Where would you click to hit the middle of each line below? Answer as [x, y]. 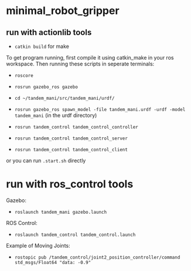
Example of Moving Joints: [38, 245]
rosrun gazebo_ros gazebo [46, 87]
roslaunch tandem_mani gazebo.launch [61, 212]
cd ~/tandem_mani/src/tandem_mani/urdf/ [64, 98]
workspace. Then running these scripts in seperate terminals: [80, 64]
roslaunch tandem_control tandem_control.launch [75, 235]
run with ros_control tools [70, 184]
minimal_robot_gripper [63, 11]
